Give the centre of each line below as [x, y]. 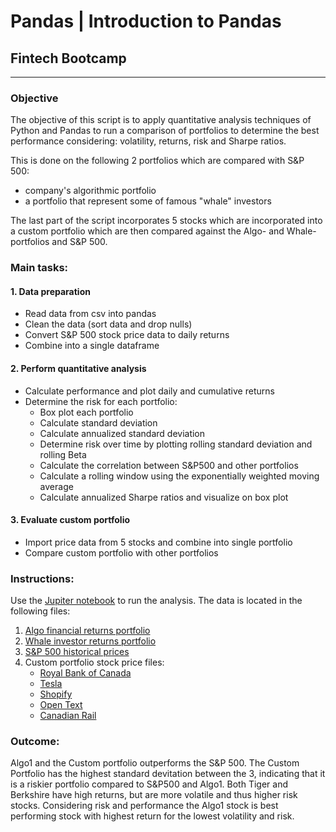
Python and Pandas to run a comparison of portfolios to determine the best [165, 131]
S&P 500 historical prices [77, 652]
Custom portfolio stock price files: [94, 662]
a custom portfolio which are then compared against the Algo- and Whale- [163, 231]
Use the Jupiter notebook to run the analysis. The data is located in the [156, 601]
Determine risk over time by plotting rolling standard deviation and [176, 444]
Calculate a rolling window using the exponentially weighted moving [179, 476]
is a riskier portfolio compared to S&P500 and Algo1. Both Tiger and [149, 784]
